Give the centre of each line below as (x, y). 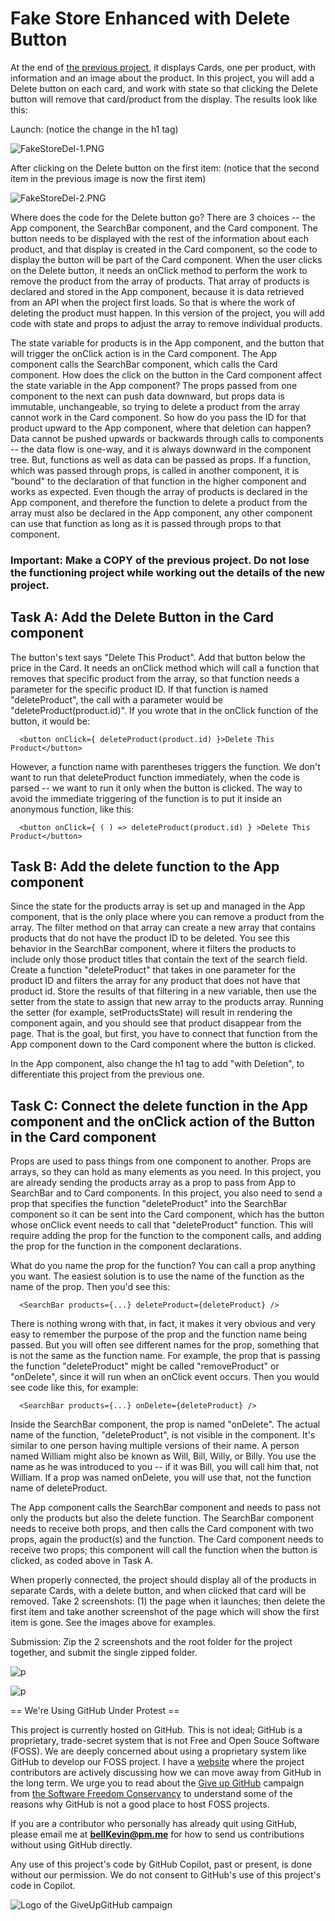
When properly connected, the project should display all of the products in (163, 1580)
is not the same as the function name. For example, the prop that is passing (165, 1356)
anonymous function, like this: (72, 809)
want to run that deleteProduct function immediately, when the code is (155, 777)
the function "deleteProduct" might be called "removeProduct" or (145, 1366)
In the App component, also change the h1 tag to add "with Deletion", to (157, 1064)
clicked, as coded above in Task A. (82, 1561)
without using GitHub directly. (71, 1845)
